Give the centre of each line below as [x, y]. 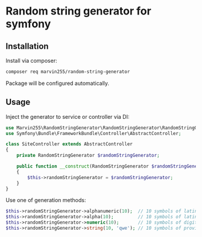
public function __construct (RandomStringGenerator [83, 166]
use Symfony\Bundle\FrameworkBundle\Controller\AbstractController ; [93, 133]
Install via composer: [32, 61]
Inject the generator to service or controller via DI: [68, 116]
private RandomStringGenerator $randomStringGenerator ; [88, 156]
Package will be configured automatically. [58, 83]
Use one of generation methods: [46, 200]
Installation [27, 46]
